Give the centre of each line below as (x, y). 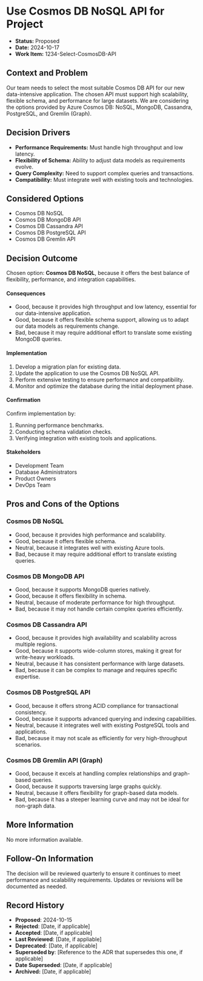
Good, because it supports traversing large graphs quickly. (88, 786)
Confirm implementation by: (41, 413)
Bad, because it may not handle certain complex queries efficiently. (99, 609)
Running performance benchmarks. (59, 425)
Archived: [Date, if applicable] (53, 972)
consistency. (31, 712)
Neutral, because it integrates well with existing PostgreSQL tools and (102, 725)
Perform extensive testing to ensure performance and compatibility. (100, 380)
